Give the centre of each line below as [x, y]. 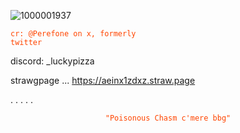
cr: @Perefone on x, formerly [73, 34]
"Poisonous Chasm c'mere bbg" [168, 118]
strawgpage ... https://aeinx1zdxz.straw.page [103, 80]
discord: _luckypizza [52, 61]
